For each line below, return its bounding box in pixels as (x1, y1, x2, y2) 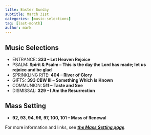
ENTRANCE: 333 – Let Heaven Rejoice (12, 56, 90, 62)
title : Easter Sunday (5, 7, 49, 12)
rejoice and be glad (12, 67, 52, 72)
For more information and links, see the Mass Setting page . (5, 124, 126, 130)
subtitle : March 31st (5, 12, 49, 17)
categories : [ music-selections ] (5, 16, 71, 21)
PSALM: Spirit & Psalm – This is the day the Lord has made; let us (12, 62, 146, 67)
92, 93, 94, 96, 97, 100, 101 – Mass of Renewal (12, 114, 107, 120)
